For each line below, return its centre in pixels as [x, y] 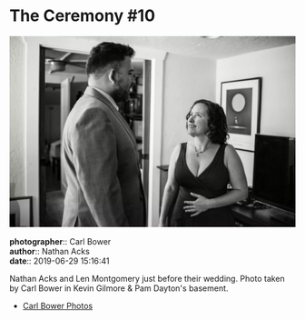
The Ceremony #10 [83, 16]
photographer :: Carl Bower [60, 241]
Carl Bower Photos [58, 305]
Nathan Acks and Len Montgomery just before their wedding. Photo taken [148, 278]
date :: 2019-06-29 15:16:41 [60, 261]
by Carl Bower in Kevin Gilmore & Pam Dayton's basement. [119, 288]
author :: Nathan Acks [50, 251]
